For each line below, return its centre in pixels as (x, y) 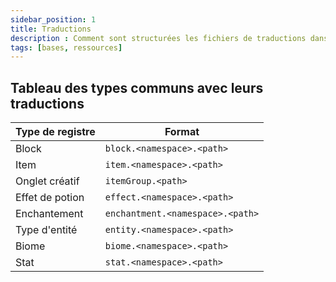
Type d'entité (46, 230)
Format (182, 132)
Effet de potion (50, 198)
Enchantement (49, 214)
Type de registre (55, 132)
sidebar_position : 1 (53, 19)
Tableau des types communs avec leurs (137, 87)
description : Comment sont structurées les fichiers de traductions (158, 38)
